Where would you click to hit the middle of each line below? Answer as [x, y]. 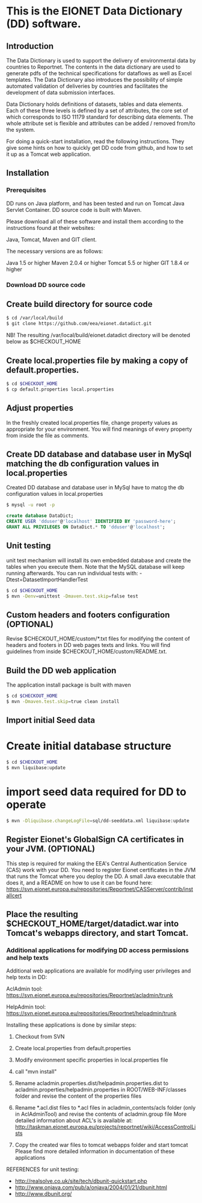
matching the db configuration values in [83, 464]
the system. [21, 130]
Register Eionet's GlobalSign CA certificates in [95, 840]
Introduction [30, 46]
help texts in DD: [27, 977]
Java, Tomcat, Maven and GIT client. [52, 240]
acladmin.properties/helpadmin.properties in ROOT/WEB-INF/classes [100, 1090]
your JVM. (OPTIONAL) [50, 849]
